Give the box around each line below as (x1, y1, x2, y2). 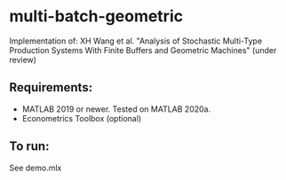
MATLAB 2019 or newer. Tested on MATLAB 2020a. (21, 104, 211, 114)
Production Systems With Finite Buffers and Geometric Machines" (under (9, 44, 277, 55)
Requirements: (9, 80, 93, 95)
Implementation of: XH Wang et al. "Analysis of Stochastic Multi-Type (9, 35, 263, 46)
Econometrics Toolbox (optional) (21, 113, 142, 123)
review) (9, 54, 37, 65)
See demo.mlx (9, 162, 62, 173)
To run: (9, 139, 50, 154)
